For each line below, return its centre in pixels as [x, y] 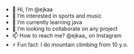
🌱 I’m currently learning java [47, 22]
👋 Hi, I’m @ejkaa [32, 9]
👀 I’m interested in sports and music [57, 16]
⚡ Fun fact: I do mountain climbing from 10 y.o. [70, 45]
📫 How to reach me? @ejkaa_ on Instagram [67, 35]
